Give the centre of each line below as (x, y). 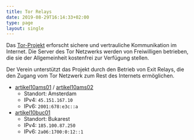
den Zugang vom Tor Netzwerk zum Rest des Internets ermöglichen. (90, 76)
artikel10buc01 (33, 113)
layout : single (25, 28)
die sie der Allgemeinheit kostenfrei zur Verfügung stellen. (78, 58)
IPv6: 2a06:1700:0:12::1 (53, 132)
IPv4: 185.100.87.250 (50, 125)
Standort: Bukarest (47, 119)
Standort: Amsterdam (50, 94)
